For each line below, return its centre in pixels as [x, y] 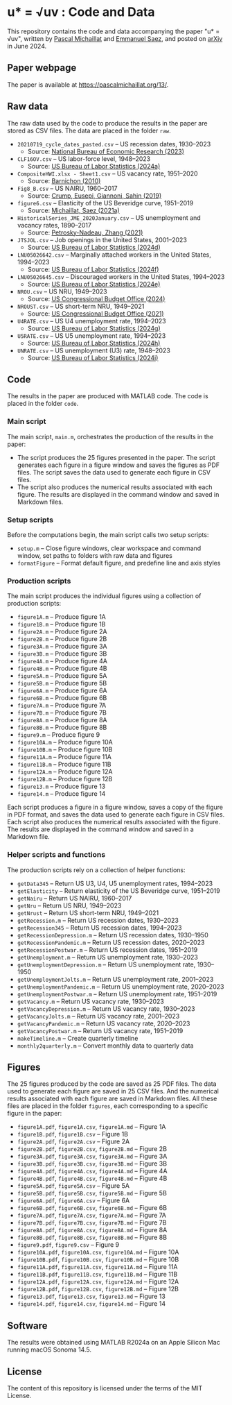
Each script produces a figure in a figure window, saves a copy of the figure [115, 807]
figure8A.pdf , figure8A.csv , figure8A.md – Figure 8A [92, 1230]
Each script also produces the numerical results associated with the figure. [114, 822]
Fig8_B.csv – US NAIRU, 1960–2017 [67, 188]
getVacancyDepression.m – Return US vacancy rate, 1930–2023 [106, 1008]
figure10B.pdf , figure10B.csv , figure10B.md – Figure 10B [98, 1259]
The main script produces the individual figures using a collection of [104, 596]
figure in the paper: [35, 1114]
